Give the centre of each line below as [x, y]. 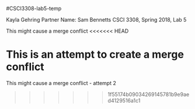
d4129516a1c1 [124, 100]
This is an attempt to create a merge [95, 54]
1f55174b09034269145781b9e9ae [149, 94]
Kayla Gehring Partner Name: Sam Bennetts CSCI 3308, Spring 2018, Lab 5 [96, 20]
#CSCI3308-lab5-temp [34, 8]
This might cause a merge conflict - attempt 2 [61, 83]
